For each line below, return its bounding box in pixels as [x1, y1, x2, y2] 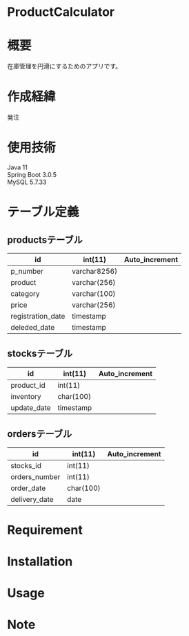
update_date [10, 402, 51, 412]
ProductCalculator [7, 4, 115, 20]
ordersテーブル [7, 428, 72, 440]
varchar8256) [72, 267, 118, 276]
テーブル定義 [7, 205, 79, 220]
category [10, 289, 40, 298]
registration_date [10, 312, 66, 321]
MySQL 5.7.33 [7, 178, 47, 186]
